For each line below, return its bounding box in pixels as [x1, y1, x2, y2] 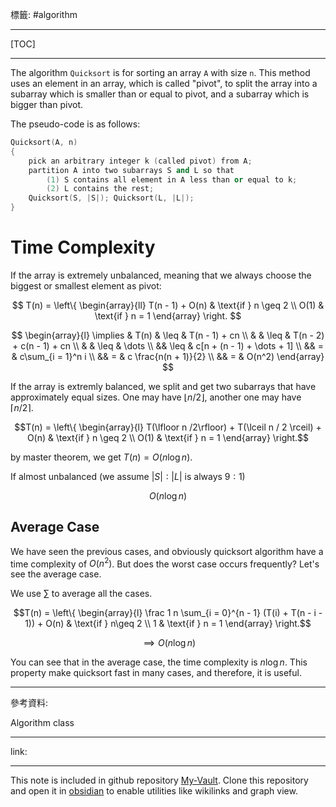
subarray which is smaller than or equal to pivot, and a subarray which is [10, 88, 310, 100]
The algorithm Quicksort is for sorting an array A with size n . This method [10, 67, 311, 78]
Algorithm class [10, 717, 75, 729]
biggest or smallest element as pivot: [10, 279, 162, 292]
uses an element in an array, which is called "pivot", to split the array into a [10, 78, 318, 89]
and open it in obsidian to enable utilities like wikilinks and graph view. [10, 785, 298, 797]
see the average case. [10, 568, 102, 580]
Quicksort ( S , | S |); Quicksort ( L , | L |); [28, 193, 195, 203]
